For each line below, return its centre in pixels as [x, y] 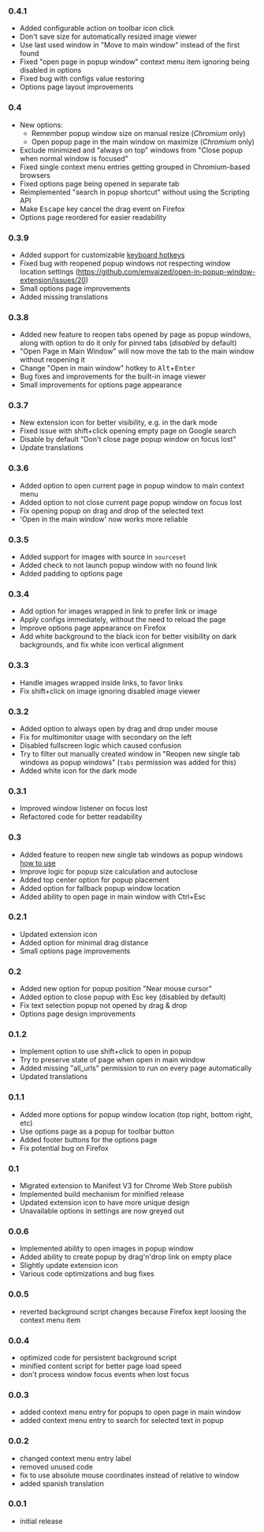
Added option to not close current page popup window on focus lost [130, 502]
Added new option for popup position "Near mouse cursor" [116, 989]
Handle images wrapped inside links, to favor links [101, 682]
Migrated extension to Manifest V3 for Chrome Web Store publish [126, 1186]
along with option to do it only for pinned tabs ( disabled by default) [128, 343]
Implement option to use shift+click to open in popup [105, 1051]
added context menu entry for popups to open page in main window [130, 1412]
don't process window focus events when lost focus [104, 1374]
